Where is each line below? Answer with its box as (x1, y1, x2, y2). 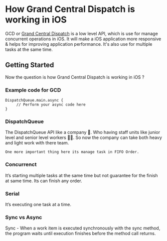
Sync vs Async (5, 214, 42, 221)
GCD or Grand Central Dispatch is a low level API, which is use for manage (5, 30, 158, 36)
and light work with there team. (5, 140, 69, 146)
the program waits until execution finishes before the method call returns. (5, 231, 156, 237)
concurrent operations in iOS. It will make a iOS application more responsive (5, 36, 162, 42)
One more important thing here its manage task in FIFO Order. (5, 149, 140, 155)
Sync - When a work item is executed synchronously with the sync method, (5, 225, 161, 231)
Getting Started (5, 61, 54, 69)
